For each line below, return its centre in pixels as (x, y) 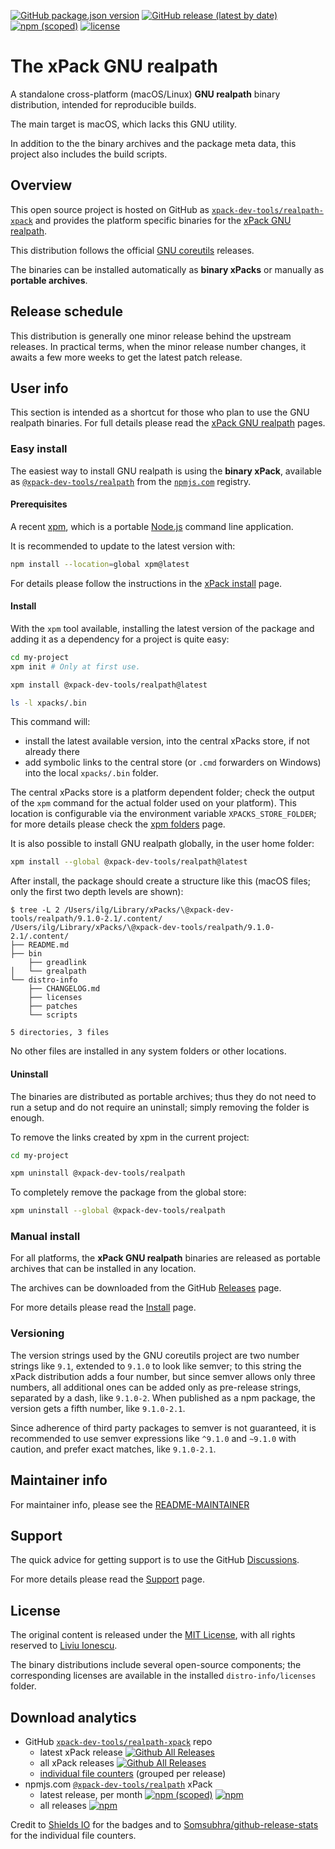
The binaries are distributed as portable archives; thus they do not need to (163, 1096)
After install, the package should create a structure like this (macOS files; (160, 881)
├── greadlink (57, 963)
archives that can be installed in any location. (103, 1269)
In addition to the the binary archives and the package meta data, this (153, 143)
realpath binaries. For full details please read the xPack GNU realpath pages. (168, 423)
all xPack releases (77, 1763)
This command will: (50, 722)
